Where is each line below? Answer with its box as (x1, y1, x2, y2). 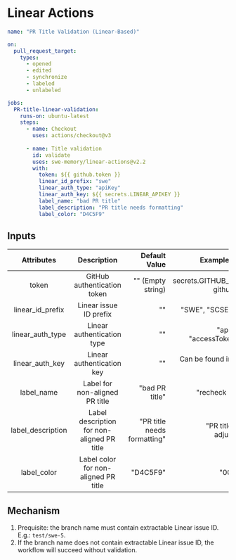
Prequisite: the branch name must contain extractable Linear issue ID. (17, 523, 219, 532)
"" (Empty (133, 276, 166, 286)
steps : (20, 119, 39, 126)
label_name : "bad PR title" (38, 197, 121, 205)
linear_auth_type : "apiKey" (38, 184, 121, 191)
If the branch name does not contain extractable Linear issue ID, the (17, 538, 214, 547)
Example (199, 255, 230, 265)
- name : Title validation (25, 145, 102, 152)
